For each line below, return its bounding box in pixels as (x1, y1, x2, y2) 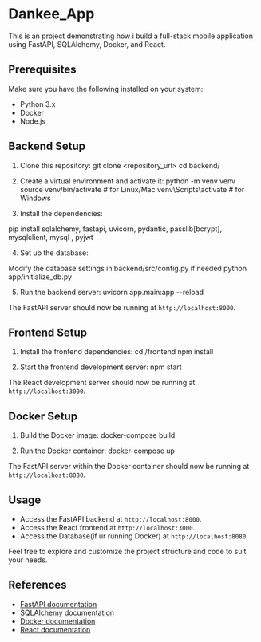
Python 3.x (19, 99, 56, 108)
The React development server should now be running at (8, 378, 196, 388)
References (8, 578, 67, 592)
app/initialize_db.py (8, 272, 73, 282)
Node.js (19, 116, 46, 126)
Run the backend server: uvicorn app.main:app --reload (19, 287, 204, 297)
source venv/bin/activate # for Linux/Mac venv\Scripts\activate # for (19, 184, 245, 194)
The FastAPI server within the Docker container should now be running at (8, 462, 250, 471)
